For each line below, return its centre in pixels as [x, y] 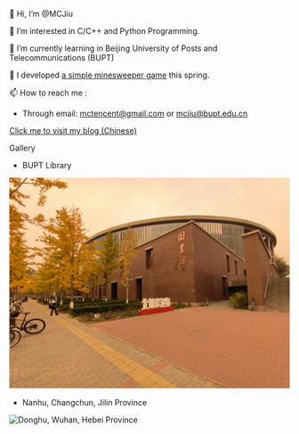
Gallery [22, 148]
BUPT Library [47, 165]
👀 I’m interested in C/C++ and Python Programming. [105, 31]
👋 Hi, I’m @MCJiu [41, 14]
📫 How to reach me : [48, 93]
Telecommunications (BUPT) [62, 57]
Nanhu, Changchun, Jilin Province [85, 402]
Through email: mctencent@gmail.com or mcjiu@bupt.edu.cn [135, 113]
